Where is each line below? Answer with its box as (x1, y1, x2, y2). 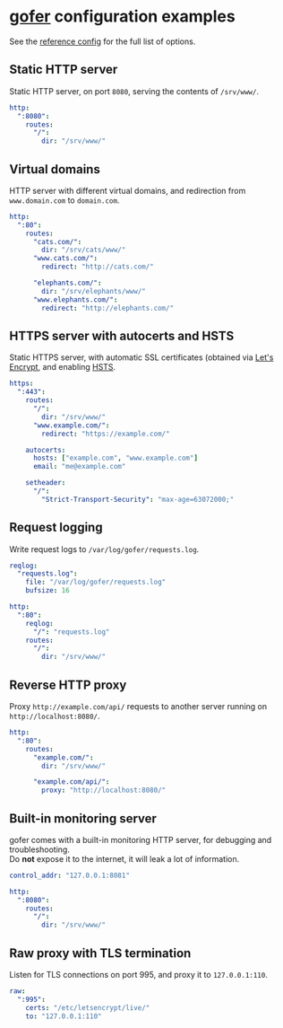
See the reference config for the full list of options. (9, 36, 196, 47)
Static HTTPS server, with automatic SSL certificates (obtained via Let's (9, 352, 274, 363)
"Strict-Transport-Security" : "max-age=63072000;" (41, 495, 235, 504)
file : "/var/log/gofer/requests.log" (25, 577, 167, 587)
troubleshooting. (9, 844, 70, 855)
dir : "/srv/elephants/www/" (41, 286, 146, 295)
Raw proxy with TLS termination (9, 945, 192, 961)
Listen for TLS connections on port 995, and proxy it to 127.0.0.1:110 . (9, 970, 269, 980)
